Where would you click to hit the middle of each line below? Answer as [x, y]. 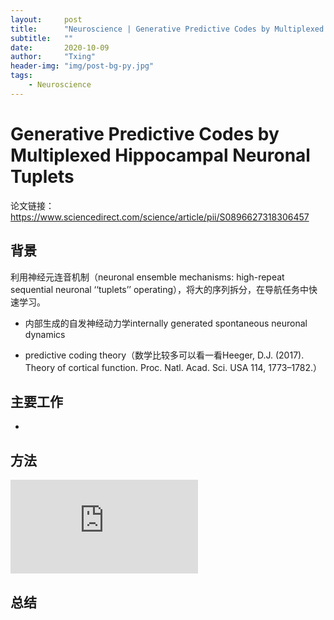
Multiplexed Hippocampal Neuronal [160, 155]
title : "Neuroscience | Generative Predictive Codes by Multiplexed [167, 29]
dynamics [45, 334]
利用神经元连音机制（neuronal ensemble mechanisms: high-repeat [147, 277]
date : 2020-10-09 [60, 47]
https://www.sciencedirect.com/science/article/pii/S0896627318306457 [160, 217]
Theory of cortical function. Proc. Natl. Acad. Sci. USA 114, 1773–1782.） [173, 367]
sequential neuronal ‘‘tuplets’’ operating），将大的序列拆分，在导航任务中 [160, 289]
